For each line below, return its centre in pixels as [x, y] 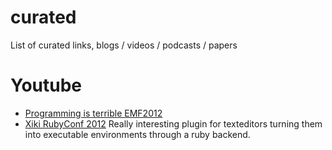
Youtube [46, 85]
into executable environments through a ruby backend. [137, 134]
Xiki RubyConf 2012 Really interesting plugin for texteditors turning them [173, 123]
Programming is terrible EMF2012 [93, 113]
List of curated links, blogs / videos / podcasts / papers [124, 45]
